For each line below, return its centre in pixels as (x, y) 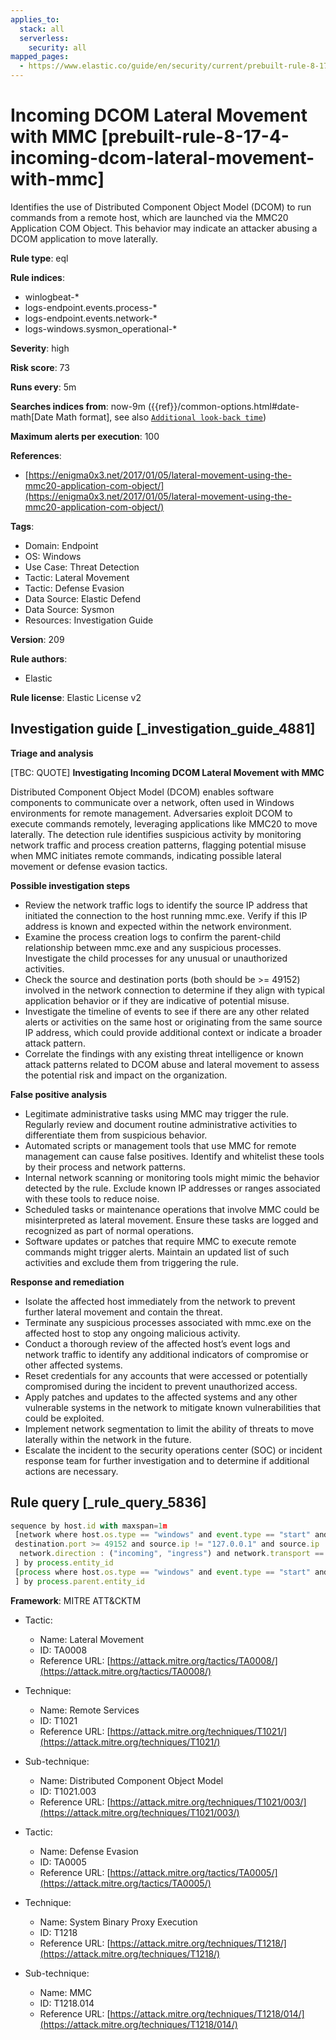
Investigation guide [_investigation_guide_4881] (163, 729)
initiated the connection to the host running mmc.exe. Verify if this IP (166, 915)
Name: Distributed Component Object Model (131, 1780)
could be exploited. (64, 1418)
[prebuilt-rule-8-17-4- (195, 137)
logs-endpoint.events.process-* (91, 307)
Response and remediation (67, 1282)
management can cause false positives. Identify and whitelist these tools (174, 1156)
